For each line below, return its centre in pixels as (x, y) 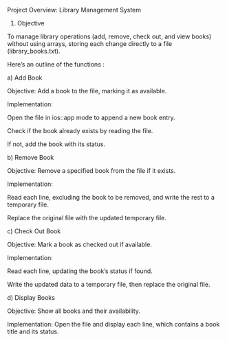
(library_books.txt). (34, 51)
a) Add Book (25, 78)
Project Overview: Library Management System (74, 10)
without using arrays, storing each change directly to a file (90, 44)
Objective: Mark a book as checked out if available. (80, 244)
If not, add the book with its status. (56, 144)
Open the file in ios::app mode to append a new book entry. (91, 117)
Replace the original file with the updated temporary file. (87, 218)
